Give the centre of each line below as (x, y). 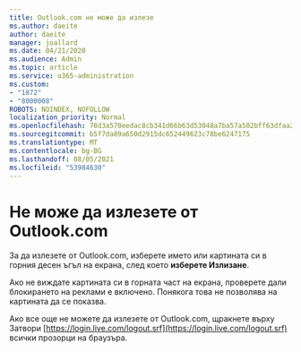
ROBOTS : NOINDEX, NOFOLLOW (60, 109)
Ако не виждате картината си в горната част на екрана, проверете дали (148, 282)
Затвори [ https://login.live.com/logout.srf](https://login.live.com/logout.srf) (148, 329)
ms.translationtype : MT (54, 142)
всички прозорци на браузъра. (69, 338)
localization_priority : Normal (68, 117)
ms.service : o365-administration (72, 76)
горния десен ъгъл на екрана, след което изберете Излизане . (129, 265)
